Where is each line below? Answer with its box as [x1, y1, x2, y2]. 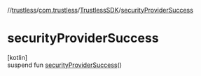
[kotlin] [7, 53, 28, 61]
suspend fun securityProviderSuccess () [7, 61, 123, 69]
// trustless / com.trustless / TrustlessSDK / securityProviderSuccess [7, 6, 194, 14]
